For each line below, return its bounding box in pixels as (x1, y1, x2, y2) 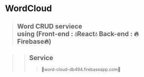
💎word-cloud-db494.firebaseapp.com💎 (41, 66, 121, 73)
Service (29, 54, 54, 62)
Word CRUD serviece (17, 22, 83, 31)
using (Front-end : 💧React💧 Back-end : (17, 30, 133, 38)
